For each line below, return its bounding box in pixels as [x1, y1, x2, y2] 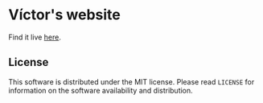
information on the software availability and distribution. [8, 85, 193, 95]
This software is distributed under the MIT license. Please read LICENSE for [8, 76, 255, 86]
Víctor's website [8, 6, 121, 24]
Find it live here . [8, 32, 62, 42]
